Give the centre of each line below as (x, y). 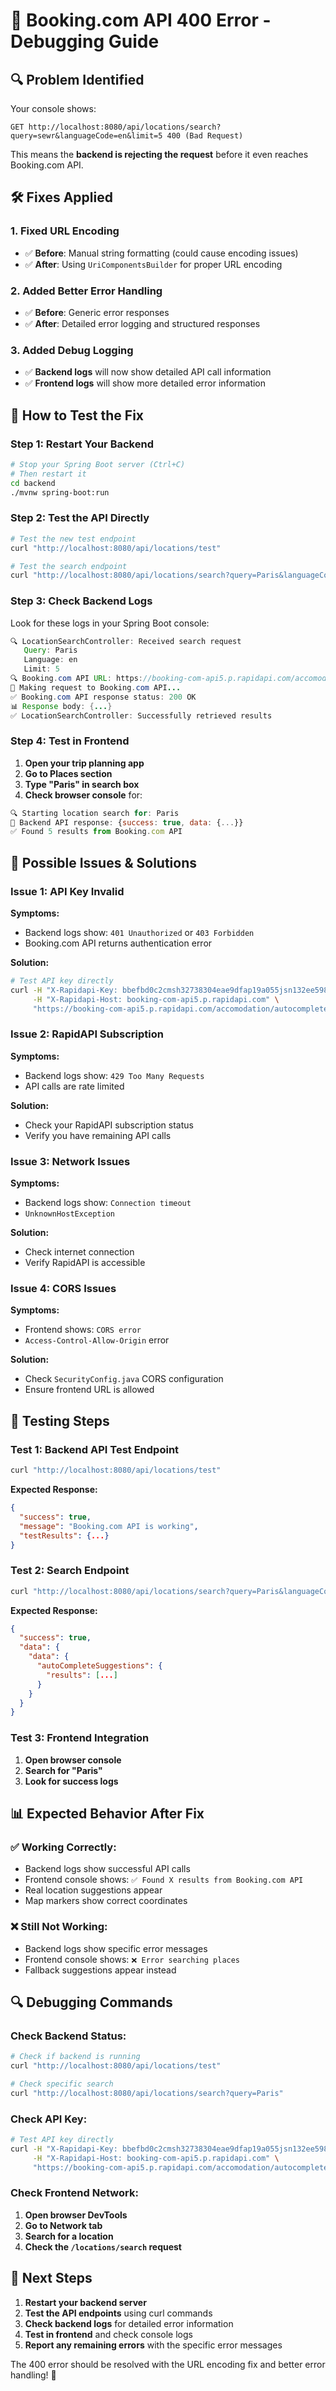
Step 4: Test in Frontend (70, 741)
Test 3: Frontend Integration (80, 1738)
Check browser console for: (83, 795)
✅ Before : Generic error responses (97, 312)
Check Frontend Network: (74, 2193)
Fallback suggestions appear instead (100, 1970)
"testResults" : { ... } (64, 1535)
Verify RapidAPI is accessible (85, 1263)
